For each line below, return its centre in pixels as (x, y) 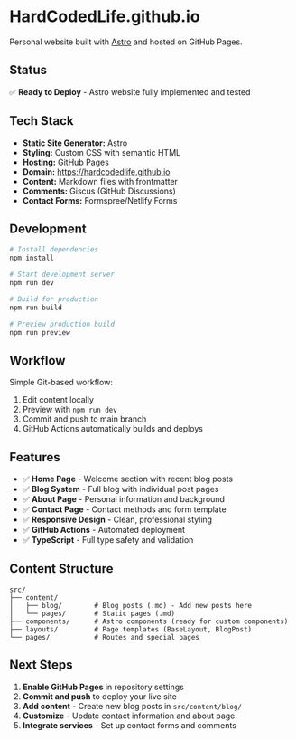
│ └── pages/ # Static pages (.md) (92, 613)
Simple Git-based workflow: (61, 383)
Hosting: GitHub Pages (66, 162)
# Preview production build (62, 324)
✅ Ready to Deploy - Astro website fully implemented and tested (130, 91)
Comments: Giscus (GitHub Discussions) (99, 191)
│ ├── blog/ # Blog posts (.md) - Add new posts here (131, 605)
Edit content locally (58, 400)
